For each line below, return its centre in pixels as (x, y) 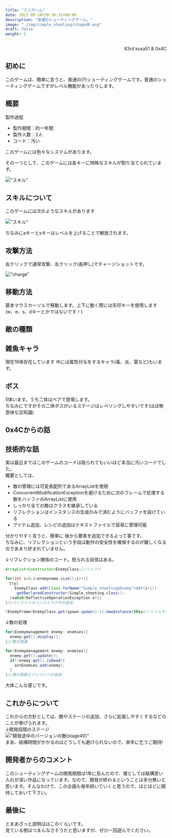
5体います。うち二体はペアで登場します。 (49, 400)
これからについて (32, 703)
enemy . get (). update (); (34, 656)
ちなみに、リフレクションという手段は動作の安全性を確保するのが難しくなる (86, 542)
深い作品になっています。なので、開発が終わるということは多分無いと (92, 779)
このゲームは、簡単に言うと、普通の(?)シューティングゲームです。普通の (81, 79)
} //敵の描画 (17, 642)
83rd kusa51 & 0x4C (145, 49)
